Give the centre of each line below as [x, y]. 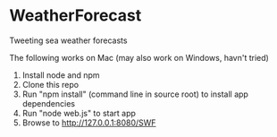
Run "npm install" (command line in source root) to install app [135, 94]
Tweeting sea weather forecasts [68, 40]
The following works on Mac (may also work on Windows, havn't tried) [139, 57]
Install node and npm [61, 75]
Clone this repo [50, 84]
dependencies [49, 103]
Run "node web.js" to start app [79, 113]
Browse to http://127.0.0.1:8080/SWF [89, 123]
